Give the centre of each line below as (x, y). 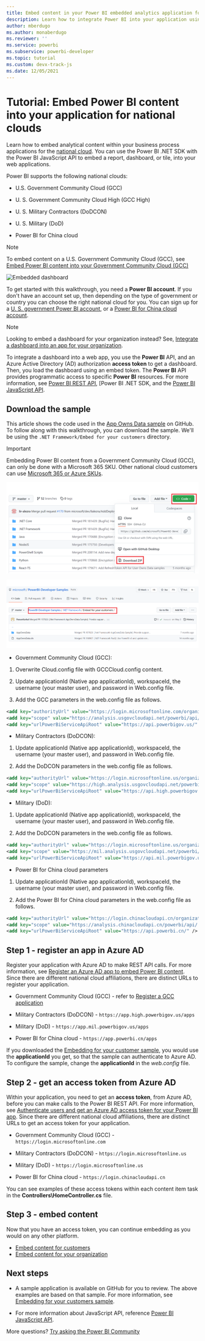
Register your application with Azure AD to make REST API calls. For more (99, 965)
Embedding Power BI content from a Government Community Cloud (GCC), (101, 460)
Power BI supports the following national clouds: (67, 176)
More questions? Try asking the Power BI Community (73, 1331)
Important (19, 449)
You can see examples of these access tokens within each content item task (102, 1189)
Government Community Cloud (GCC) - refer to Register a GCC (95, 996)
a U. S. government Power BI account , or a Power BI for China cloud (92, 309)
